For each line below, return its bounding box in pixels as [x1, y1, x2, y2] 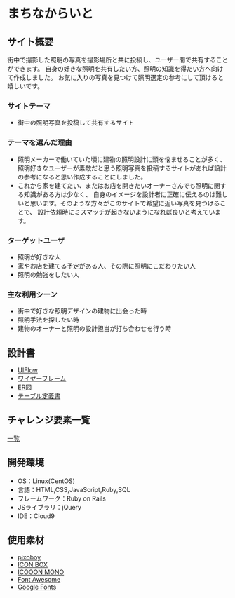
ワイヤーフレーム [17, 374, 67, 382]
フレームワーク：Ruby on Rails [17, 494, 107, 503]
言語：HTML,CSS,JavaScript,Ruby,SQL [17, 485, 131, 494]
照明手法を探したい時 [17, 315, 79, 324]
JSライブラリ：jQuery [17, 503, 82, 511]
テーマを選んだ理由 [7, 137, 72, 147]
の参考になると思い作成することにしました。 [17, 172, 147, 181]
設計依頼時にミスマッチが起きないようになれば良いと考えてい [37, 208, 215, 216]
